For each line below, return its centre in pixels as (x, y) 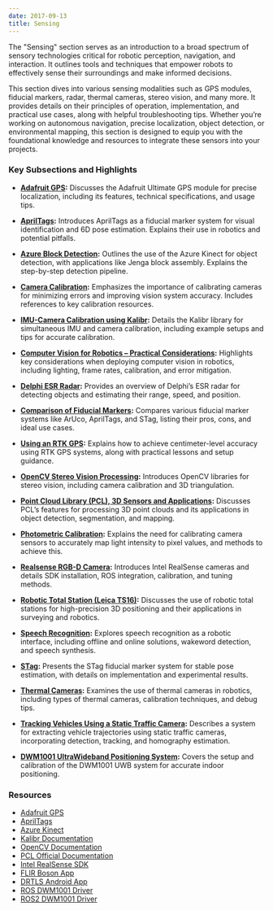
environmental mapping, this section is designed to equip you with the (126, 132)
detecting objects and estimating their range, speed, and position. (130, 394)
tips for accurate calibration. (67, 337)
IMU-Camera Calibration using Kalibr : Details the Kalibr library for (132, 320)
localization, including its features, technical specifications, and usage (138, 196)
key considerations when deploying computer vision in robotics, (127, 361)
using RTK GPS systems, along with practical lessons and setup (127, 451)
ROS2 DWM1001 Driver (58, 899)
